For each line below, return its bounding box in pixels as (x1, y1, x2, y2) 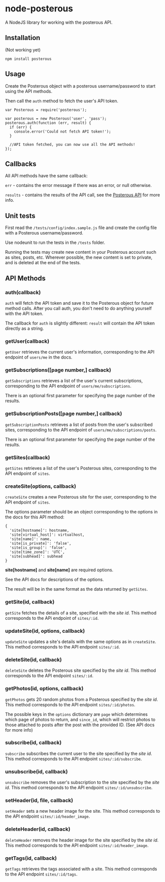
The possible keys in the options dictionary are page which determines (5, 711, 148, 717)
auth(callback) (5, 289, 41, 296)
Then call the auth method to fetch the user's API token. (5, 97, 119, 104)
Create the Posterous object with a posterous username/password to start (5, 83, 156, 89)
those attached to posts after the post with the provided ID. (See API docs (5, 722, 155, 728)
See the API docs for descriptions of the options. (5, 577, 104, 583)
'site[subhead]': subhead (9, 554, 63, 559)
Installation (5, 34, 40, 42)
